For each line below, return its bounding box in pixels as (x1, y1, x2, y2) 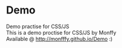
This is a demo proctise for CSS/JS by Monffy (6, 29, 117, 36)
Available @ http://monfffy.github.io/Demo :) (6, 35, 113, 42)
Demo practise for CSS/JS (6, 23, 69, 30)
